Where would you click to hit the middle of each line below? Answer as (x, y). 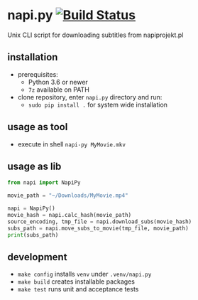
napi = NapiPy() (31, 209)
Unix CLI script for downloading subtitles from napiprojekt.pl (95, 35)
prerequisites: (38, 74)
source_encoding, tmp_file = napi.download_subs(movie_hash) (100, 221)
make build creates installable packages (76, 282)
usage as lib (34, 166)
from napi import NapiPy (44, 183)
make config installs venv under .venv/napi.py (84, 274)
